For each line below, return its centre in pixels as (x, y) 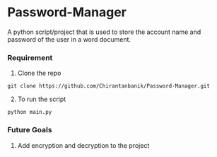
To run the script (42, 99)
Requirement (30, 57)
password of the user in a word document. (69, 39)
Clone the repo (39, 73)
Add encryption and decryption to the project (83, 145)
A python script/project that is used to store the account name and (104, 32)
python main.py (30, 112)
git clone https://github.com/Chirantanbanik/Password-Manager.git (109, 86)
